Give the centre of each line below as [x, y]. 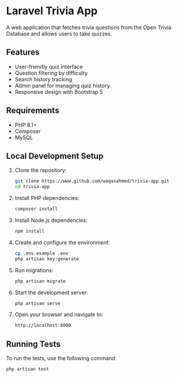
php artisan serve [37, 303]
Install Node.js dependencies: [51, 220]
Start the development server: [51, 293]
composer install [36, 209]
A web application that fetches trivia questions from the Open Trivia [89, 27]
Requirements [33, 111]
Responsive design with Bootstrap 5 [59, 92]
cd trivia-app [32, 187]
